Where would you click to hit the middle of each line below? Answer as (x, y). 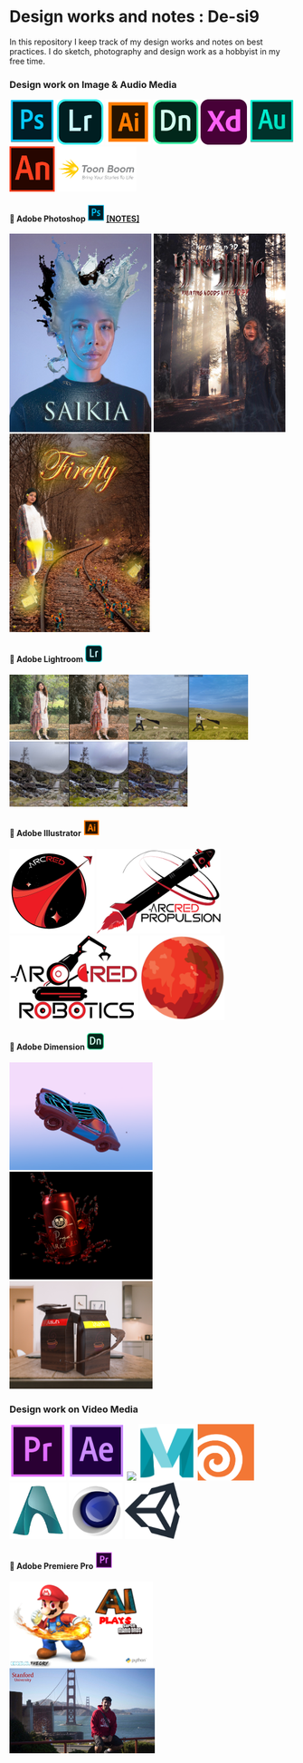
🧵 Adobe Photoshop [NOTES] (75, 219)
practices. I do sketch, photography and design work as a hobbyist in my (145, 51)
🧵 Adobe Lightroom (47, 659)
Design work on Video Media (74, 1409)
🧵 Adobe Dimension (47, 1047)
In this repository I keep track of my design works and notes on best (137, 42)
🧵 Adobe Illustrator (45, 833)
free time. (27, 61)
